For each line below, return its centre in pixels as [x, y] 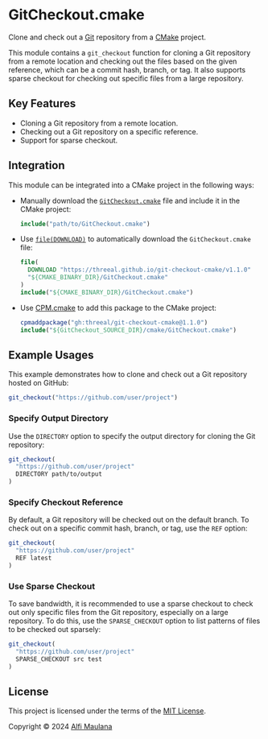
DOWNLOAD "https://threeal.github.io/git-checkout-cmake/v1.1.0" [139, 270]
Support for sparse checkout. [69, 140]
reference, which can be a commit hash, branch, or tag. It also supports [127, 69]
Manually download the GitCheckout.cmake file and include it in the [130, 200]
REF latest [34, 558]
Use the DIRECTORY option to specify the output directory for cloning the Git [132, 436]
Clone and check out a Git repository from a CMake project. [107, 37]
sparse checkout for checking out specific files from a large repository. [126, 78]
